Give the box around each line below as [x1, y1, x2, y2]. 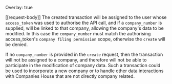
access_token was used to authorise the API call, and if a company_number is [5, 20, 162, 26]
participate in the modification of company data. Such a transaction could [5, 62, 161, 68]
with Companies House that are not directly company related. [5, 73, 135, 79]
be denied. [5, 41, 28, 48]
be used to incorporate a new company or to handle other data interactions [5, 68, 164, 74]
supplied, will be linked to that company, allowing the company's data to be [5, 25, 164, 31]
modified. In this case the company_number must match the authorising [5, 31, 151, 36]
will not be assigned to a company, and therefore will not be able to [5, 57, 147, 63]
